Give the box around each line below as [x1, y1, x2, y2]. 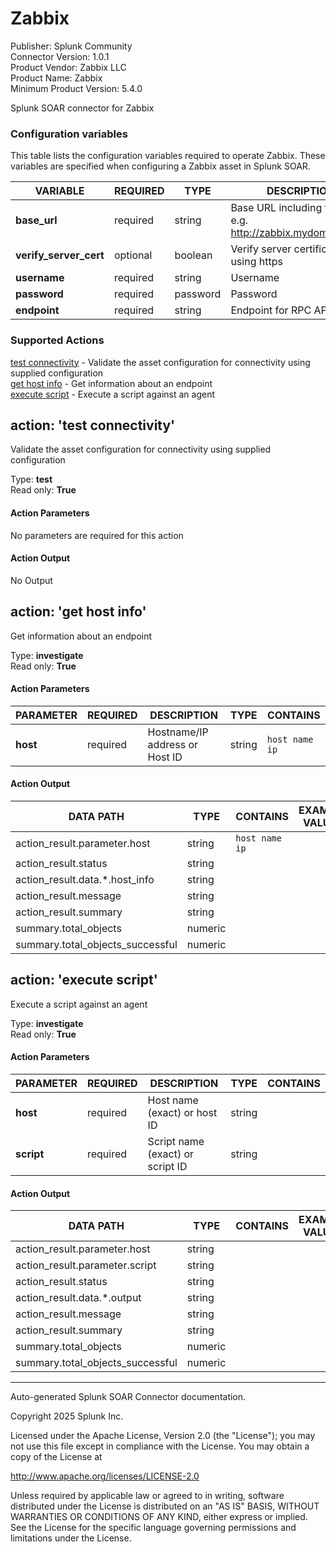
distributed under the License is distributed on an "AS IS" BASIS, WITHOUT [10, 1500, 320, 1512]
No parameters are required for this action [10, 529, 184, 541]
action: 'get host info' [10, 603, 147, 621]
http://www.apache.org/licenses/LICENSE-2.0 [10, 1470, 200, 1482]
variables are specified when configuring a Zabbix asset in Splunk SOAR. [10, 160, 311, 172]
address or [147, 737, 199, 751]
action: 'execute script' [10, 972, 158, 989]
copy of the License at [10, 1451, 103, 1463]
